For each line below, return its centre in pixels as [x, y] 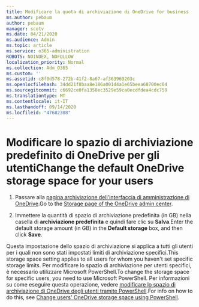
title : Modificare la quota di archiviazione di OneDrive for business [97, 12]
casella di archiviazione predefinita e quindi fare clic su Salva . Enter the [104, 222]
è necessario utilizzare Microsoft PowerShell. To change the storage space [98, 272]
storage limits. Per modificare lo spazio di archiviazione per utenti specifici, [99, 265]
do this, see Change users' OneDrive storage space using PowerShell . [93, 297]
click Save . [28, 235]
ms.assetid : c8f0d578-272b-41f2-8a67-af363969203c [71, 79]
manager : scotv [25, 29]
